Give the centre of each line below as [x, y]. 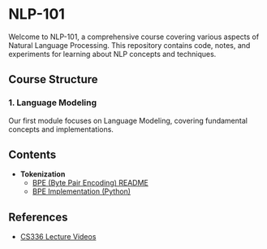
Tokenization [43, 174]
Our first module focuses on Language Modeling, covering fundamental [128, 120]
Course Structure [54, 79]
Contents [32, 155]
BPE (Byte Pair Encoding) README [90, 183]
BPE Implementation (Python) [82, 191]
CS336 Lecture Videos [58, 237]
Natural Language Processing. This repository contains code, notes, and [129, 45]
